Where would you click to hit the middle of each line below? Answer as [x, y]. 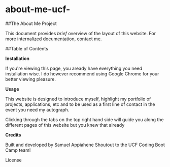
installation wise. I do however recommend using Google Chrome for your [82, 74]
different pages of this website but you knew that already [65, 125]
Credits [13, 135]
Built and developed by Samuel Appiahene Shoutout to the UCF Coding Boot [85, 145]
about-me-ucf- [38, 9]
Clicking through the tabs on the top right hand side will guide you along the [84, 119]
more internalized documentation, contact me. [54, 39]
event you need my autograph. [37, 109]
